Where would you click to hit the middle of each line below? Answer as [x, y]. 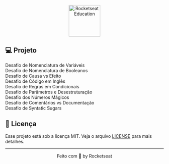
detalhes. [15, 141]
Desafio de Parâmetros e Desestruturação [49, 92]
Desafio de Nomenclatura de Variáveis [45, 65]
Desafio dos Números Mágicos [37, 97]
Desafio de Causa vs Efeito [33, 76]
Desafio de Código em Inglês [35, 81]
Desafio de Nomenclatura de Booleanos [47, 70]
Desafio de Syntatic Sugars [33, 108]
